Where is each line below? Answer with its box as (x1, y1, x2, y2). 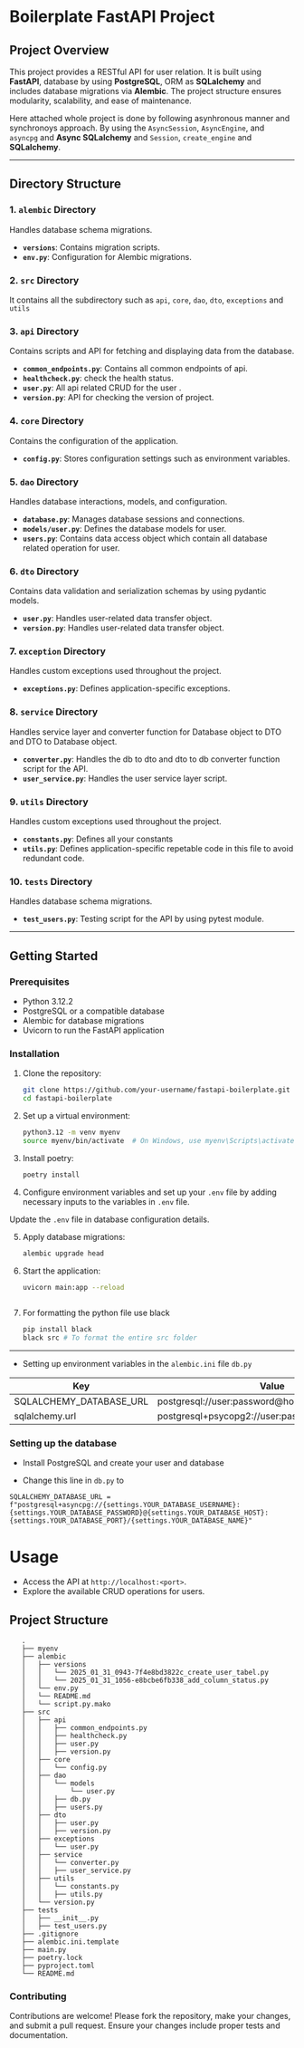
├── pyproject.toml (21, 1961, 95, 1971)
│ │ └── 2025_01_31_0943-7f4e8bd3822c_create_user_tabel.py (21, 1668, 270, 1678)
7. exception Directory (9, 645, 107, 658)
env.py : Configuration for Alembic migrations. (22, 251, 192, 262)
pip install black (22, 1325, 92, 1334)
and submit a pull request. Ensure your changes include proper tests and (9, 2020, 280, 2031)
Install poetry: (22, 1152, 74, 1163)
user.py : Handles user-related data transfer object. (22, 613, 213, 624)
